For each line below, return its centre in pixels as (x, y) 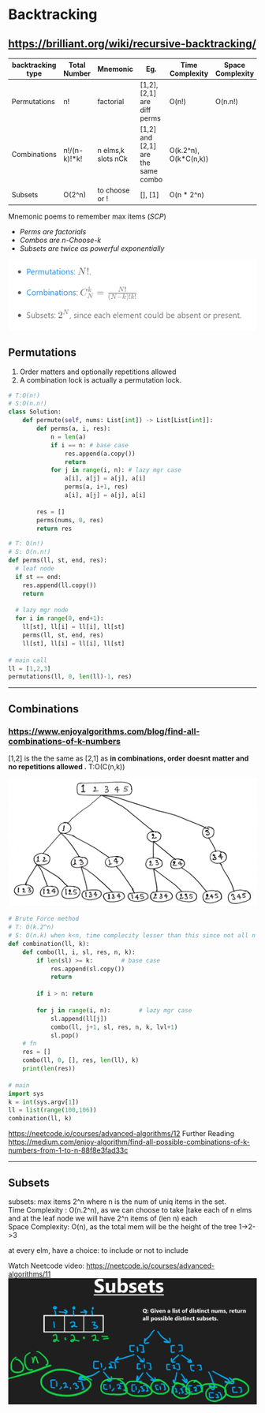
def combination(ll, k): (49, 944)
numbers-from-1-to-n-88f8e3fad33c (68, 1150)
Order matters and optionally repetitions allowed (98, 372)
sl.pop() (65, 1035)
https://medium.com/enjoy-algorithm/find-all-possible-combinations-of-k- (129, 1142)
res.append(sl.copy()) (88, 969)
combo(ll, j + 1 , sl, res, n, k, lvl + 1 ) (114, 1027)
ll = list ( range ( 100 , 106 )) (52, 1110)
